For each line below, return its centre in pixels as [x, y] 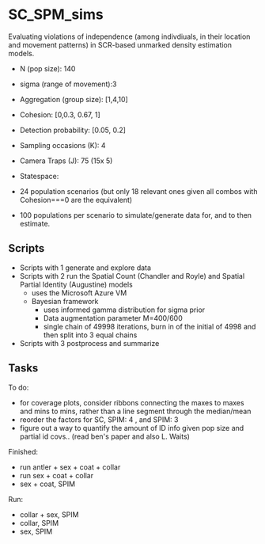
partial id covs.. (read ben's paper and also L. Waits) [104, 436]
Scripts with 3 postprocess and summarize [89, 343]
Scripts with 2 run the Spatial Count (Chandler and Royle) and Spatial [132, 276]
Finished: [23, 451]
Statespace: [39, 176]
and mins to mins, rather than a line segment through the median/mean [135, 411]
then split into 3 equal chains [90, 335]
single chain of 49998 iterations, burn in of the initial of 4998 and [150, 326]
